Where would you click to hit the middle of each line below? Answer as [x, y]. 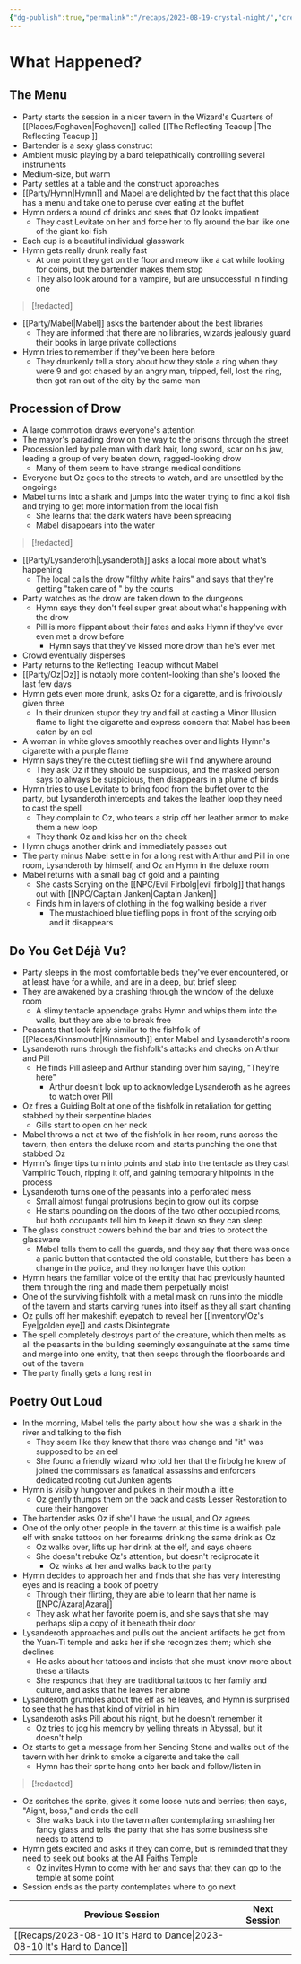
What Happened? [76, 61]
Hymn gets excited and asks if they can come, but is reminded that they [155, 1849]
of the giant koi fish [71, 231]
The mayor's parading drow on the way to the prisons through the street [155, 440]
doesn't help [59, 1738]
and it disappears [81, 923]
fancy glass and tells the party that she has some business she [152, 1830]
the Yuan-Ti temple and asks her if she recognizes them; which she [146, 1643]
